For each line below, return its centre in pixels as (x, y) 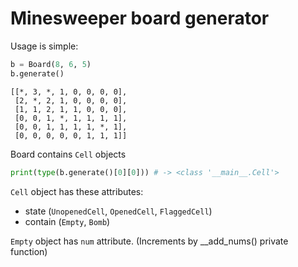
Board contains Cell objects (68, 154)
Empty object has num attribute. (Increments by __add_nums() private (149, 241)
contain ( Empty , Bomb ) (67, 221)
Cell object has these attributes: (77, 191)
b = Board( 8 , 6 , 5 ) (51, 64)
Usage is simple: (44, 46)
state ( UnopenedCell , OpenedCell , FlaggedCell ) (118, 211)
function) (29, 251)
